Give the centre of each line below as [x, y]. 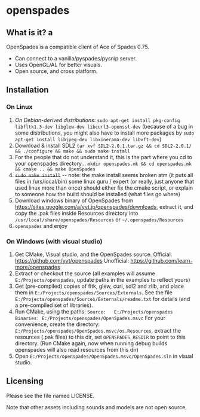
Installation [27, 90]
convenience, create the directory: [57, 324]
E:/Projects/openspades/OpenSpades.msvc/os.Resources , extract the [98, 330]
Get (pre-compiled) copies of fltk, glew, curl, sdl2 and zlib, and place [99, 286]
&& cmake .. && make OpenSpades [55, 169]
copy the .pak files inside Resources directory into [76, 213]
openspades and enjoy [41, 226]
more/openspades [38, 267]
